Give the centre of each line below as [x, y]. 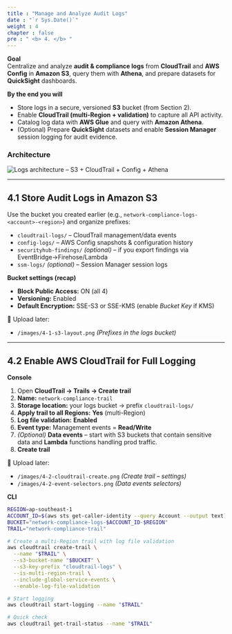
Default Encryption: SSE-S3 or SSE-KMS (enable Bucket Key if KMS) [116, 306]
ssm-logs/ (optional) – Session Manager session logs [92, 265]
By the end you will [35, 95]
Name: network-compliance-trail [65, 398]
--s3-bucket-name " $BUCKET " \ [57, 561]
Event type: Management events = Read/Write [84, 428]
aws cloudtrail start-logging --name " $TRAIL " [75, 605]
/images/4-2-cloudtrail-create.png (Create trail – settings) [101, 476]
